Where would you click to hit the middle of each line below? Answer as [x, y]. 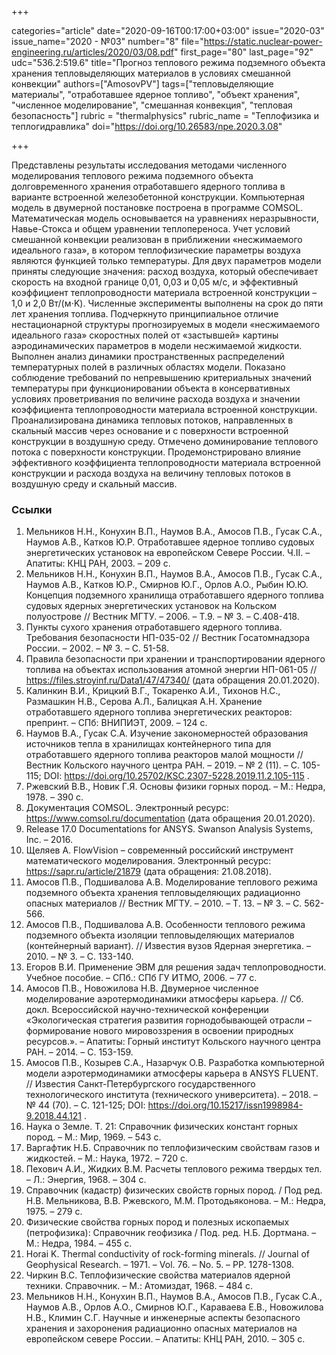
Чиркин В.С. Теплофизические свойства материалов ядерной [158, 1275]
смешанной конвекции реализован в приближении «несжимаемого [157, 239]
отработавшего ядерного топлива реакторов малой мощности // [164, 755]
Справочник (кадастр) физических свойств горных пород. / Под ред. [174, 1190]
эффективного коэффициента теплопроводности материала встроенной [166, 462]
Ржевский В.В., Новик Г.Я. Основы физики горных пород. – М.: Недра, [175, 787]
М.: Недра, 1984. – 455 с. [79, 1243]
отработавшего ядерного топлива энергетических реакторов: [159, 712]
